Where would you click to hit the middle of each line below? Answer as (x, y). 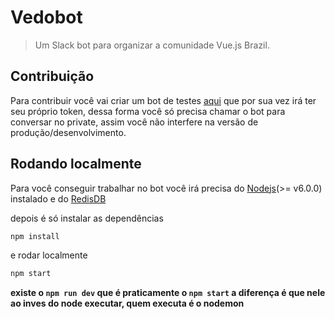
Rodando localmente (76, 164)
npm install (35, 236)
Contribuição (52, 76)
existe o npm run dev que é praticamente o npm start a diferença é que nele (168, 293)
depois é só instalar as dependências (87, 218)
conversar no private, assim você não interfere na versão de (134, 122)
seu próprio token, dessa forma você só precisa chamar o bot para (148, 111)
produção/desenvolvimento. (68, 132)
